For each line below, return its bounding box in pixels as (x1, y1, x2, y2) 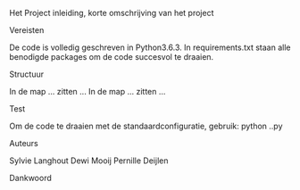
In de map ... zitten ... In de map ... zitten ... (9, 87, 166, 96)
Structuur (9, 69, 45, 79)
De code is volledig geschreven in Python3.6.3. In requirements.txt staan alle (9, 42, 291, 53)
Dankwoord (9, 173, 52, 183)
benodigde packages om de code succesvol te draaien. (9, 52, 214, 62)
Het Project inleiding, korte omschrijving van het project (9, 8, 214, 18)
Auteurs (9, 138, 38, 148)
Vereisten (9, 25, 45, 35)
